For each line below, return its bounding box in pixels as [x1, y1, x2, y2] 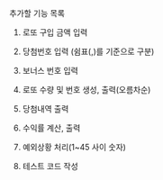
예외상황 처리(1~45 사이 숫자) [22, 142, 126, 152]
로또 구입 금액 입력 [22, 27, 88, 38]
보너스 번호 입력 [22, 66, 78, 76]
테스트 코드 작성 [22, 161, 78, 171]
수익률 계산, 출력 [22, 122, 81, 133]
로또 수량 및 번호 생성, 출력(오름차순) [22, 85, 151, 94]
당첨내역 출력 [22, 103, 69, 114]
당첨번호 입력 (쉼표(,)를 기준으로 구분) [22, 46, 155, 57]
